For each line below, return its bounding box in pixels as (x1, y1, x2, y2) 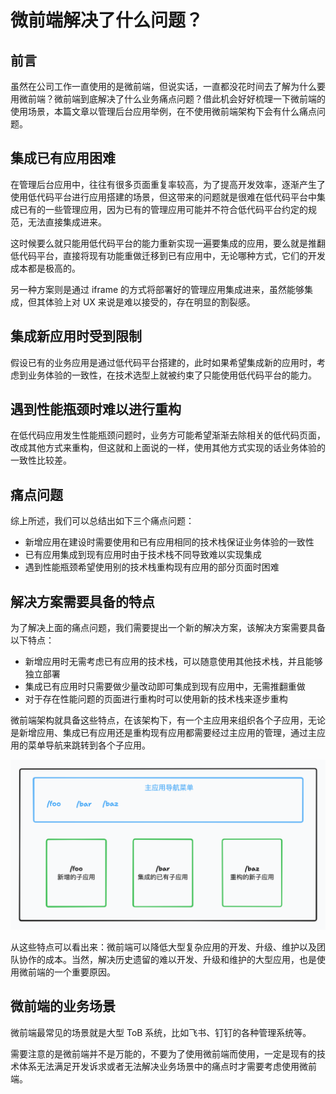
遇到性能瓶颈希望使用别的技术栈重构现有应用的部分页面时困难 (24, 561, 280, 573)
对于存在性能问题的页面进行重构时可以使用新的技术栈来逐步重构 (24, 693, 288, 705)
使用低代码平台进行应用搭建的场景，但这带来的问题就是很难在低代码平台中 (10, 191, 317, 203)
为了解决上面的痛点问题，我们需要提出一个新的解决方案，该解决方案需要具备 (10, 622, 326, 634)
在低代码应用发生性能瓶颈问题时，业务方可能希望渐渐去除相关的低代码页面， (10, 429, 326, 441)
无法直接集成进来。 (27, 216, 107, 228)
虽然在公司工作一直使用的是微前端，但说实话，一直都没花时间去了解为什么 (10, 81, 317, 92)
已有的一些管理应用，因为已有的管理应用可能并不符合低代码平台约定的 (18, 203, 308, 215)
